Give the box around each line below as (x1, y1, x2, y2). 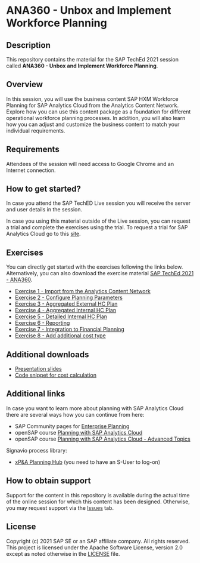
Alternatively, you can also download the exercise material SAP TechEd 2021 (6, 270, 194, 277)
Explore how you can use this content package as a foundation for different (6, 108, 191, 115)
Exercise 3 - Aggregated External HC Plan (14, 300, 118, 307)
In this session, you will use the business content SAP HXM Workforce (6, 95, 179, 102)
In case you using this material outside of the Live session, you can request (6, 217, 190, 224)
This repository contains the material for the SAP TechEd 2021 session (6, 56, 179, 63)
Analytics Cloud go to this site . (6, 230, 82, 238)
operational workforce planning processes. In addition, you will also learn (6, 114, 186, 121)
